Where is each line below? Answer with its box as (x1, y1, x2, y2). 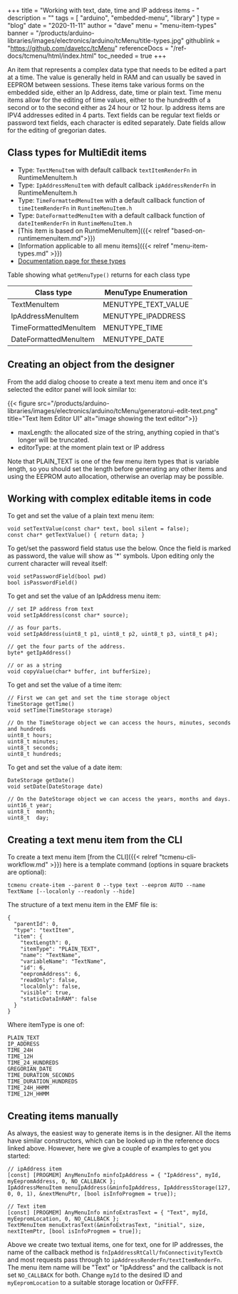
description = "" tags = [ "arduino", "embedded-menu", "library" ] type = (7, 14, 221, 22)
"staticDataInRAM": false (20, 996, 98, 1003)
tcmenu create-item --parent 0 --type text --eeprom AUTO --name (7, 881, 205, 889)
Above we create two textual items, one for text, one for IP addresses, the (7, 1240, 224, 1249)
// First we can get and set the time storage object (7, 694, 171, 702)
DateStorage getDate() (7, 777, 75, 784)
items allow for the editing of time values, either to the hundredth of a (7, 96, 211, 104)
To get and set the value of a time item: (7, 681, 123, 689)
